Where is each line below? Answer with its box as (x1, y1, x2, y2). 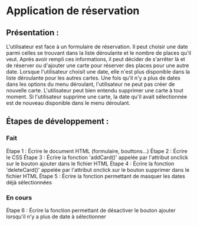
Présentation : (6, 28, 59, 38)
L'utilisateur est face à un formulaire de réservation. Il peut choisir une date (6, 43, 189, 50)
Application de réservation (6, 4, 140, 18)
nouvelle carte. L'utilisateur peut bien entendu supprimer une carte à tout (6, 87, 184, 94)
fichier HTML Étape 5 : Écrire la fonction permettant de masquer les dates (6, 172, 186, 180)
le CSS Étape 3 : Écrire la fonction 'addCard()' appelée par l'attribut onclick (6, 154, 189, 161)
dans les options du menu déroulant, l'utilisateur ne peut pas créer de (6, 81, 175, 88)
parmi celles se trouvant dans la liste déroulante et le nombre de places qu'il (6, 49, 192, 56)
